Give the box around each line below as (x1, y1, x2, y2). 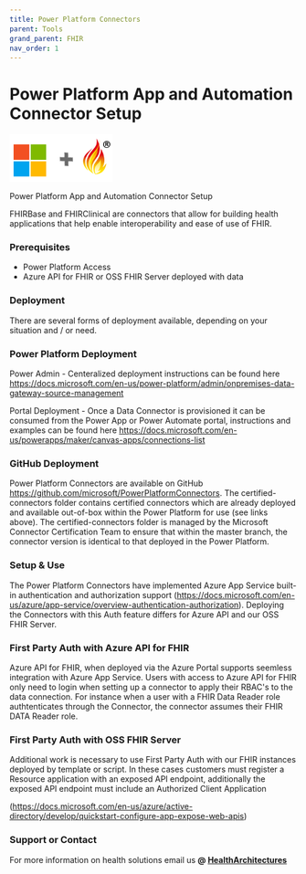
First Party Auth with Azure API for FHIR (9, 641, 190, 654)
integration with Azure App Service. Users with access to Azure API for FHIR (9, 671, 297, 682)
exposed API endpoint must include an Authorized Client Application (9, 784, 267, 795)
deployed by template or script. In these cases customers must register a (9, 763, 285, 775)
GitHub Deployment (9, 458, 100, 469)
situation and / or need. (9, 324, 98, 335)
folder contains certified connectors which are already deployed (54, 498, 296, 509)
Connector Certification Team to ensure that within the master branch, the (9, 526, 288, 538)
